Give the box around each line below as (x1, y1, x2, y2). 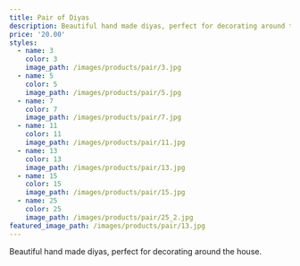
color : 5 (25, 80, 58, 89)
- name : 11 (17, 122, 58, 131)
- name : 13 (17, 146, 58, 155)
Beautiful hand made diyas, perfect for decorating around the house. (9, 245, 262, 256)
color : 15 (25, 180, 62, 189)
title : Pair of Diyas (9, 13, 90, 22)
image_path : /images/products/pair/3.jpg (25, 64, 181, 73)
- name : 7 (17, 96, 54, 106)
